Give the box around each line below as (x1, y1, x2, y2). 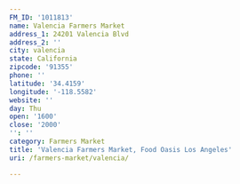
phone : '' (9, 71, 46, 80)
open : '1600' (9, 112, 58, 121)
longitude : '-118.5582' (9, 87, 98, 96)
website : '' (9, 95, 53, 105)
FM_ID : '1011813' (9, 12, 74, 22)
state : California (9, 54, 77, 63)
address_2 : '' (9, 37, 62, 47)
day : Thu (9, 104, 42, 113)
